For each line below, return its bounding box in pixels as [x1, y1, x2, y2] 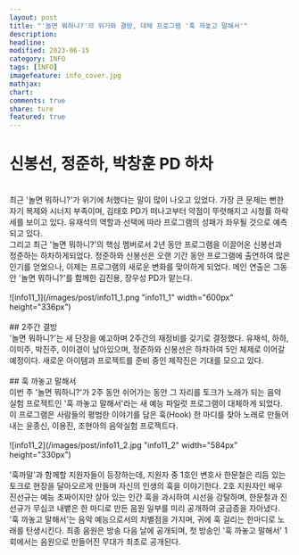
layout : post [9, 12, 58, 22]
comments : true [9, 95, 66, 105]
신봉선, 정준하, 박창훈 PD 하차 [9, 153, 214, 174]
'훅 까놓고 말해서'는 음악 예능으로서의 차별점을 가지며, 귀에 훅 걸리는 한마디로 [9, 514, 276, 525]
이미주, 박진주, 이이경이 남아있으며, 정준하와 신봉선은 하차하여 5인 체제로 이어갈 [9, 344, 286, 355]
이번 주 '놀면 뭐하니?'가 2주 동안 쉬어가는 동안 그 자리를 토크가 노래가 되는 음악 [9, 387, 282, 398]
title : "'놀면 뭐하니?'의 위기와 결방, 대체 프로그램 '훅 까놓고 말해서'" [9, 21, 248, 30]
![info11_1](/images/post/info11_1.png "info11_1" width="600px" [9, 292, 234, 303]
